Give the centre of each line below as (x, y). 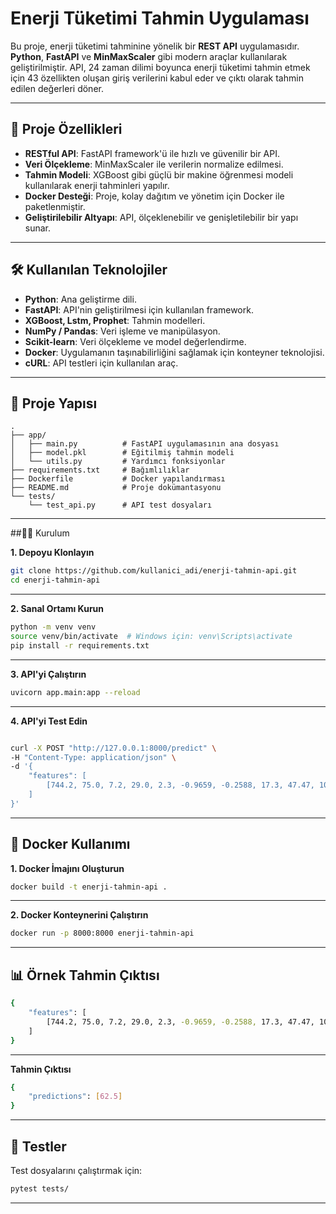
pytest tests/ (40, 1188)
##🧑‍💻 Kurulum (40, 533)
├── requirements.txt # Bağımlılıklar (100, 470)
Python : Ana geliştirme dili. (80, 299)
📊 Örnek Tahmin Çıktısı (85, 975)
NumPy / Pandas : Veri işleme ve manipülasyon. (122, 331)
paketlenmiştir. (55, 206)
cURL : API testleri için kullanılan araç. (101, 363)
